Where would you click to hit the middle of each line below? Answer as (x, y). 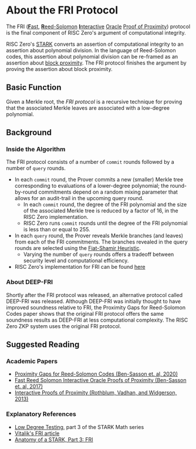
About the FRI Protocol (62, 10)
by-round (26, 192)
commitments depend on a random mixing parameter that (108, 192)
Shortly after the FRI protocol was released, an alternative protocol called (94, 295)
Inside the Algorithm (36, 149)
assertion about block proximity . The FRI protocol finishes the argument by (96, 63)
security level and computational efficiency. (76, 261)
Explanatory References (41, 414)
